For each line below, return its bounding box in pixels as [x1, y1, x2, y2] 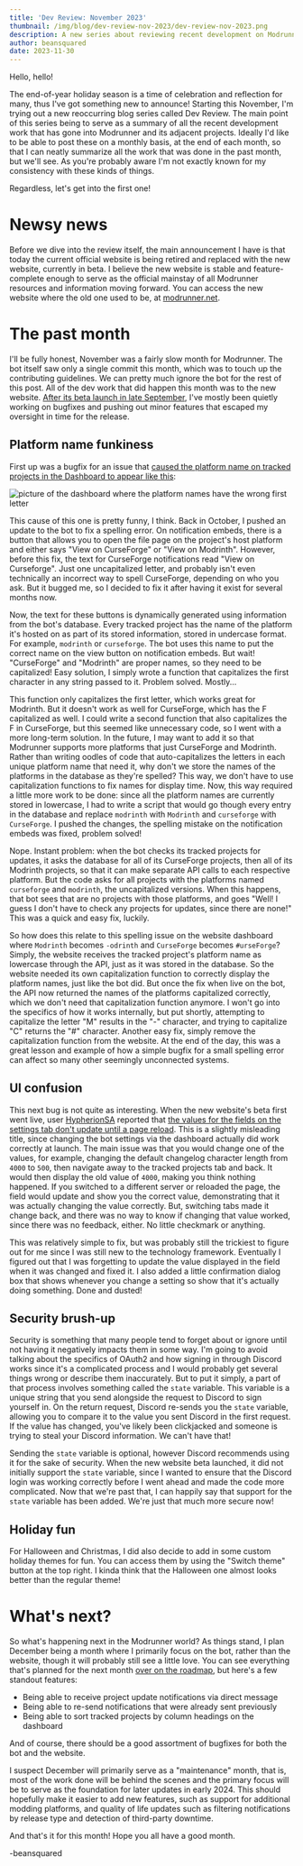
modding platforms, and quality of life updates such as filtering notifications [9, 1804, 291, 1815]
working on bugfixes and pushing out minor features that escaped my [9, 402, 269, 412]
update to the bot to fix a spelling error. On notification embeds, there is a [9, 525, 282, 535]
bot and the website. [9, 1748, 86, 1759]
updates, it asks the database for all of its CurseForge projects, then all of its [9, 855, 293, 865]
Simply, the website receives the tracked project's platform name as [9, 948, 262, 960]
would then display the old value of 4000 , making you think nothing [9, 1171, 256, 1182]
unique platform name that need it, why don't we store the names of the [9, 761, 276, 772]
